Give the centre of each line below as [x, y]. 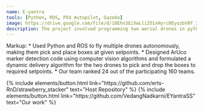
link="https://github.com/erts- [127, 83]
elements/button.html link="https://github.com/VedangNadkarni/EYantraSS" [101, 96]
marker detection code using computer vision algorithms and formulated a [99, 59]
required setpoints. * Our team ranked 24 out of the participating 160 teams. [101, 71]
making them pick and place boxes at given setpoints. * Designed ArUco [96, 52]
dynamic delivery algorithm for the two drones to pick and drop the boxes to [101, 65]
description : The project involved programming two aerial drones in [96, 29]
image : [14, 23]
